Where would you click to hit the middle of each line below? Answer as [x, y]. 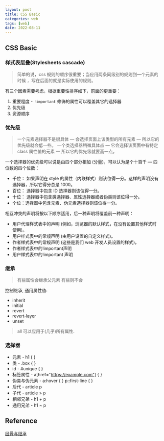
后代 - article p [27, 386]
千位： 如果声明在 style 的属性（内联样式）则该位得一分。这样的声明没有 [85, 179]
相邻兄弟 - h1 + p [29, 399]
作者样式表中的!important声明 [42, 248]
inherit [19, 301]
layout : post [18, 10]
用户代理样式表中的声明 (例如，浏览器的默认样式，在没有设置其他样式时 [84, 224]
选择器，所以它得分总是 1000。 [43, 185]
